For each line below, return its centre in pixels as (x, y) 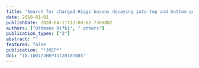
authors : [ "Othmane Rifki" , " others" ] (55, 28)
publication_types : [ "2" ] (38, 34)
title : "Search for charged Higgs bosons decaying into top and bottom (96, 12)
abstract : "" (22, 39)
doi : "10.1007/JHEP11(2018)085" (46, 56)
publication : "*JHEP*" (34, 50)
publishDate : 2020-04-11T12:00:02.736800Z (59, 22)
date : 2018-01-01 (28, 17)
